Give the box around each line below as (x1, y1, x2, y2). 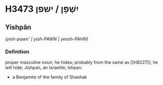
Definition (5, 48, 30, 55)
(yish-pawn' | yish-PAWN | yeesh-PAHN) (5, 36, 88, 42)
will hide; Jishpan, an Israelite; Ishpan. (5, 65, 83, 71)
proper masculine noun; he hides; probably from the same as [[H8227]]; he (5, 59, 158, 65)
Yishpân (5, 23, 32, 31)
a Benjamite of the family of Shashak (12, 74, 87, 80)
